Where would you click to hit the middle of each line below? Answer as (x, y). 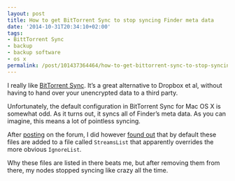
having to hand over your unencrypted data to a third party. (93, 93)
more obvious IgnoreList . (44, 149)
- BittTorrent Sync (36, 40)
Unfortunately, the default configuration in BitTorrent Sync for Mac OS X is (114, 106)
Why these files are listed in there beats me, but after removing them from (114, 163)
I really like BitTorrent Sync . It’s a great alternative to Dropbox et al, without (115, 85)
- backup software (34, 53)
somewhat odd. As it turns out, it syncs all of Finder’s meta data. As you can (116, 113)
